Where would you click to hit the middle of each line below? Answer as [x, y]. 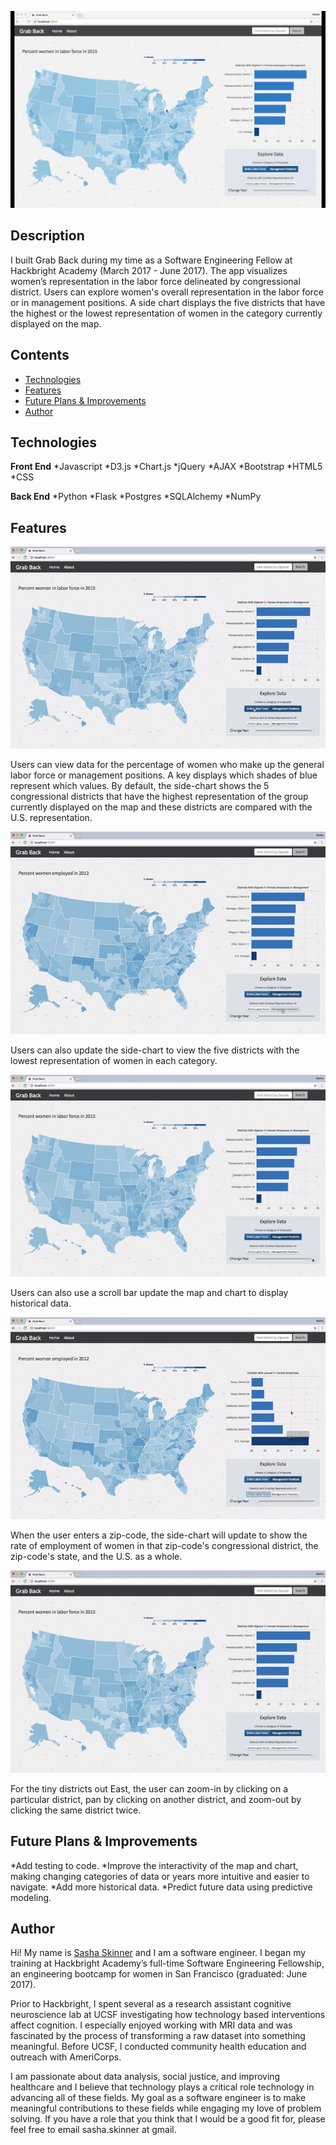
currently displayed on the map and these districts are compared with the [161, 807]
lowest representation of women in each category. [114, 1060]
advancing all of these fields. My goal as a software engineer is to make [158, 2098]
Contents [40, 355]
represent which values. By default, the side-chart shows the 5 [140, 786]
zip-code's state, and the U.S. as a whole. [96, 1557]
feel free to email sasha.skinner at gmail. [93, 2130]
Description [47, 236]
